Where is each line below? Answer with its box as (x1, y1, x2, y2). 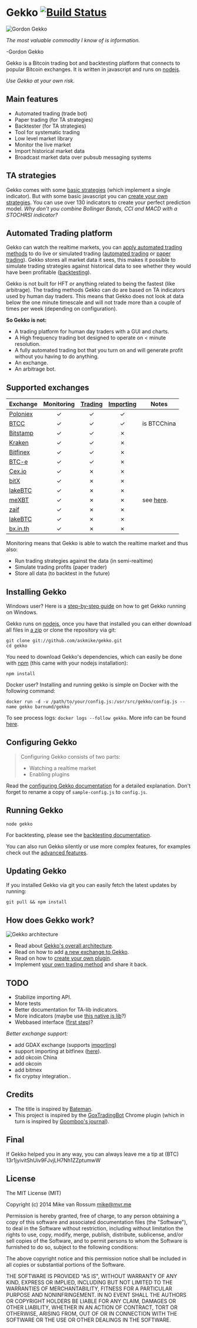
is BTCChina (142, 419, 176, 428)
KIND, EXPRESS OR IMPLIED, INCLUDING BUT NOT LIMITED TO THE (6, 1279, 173, 1286)
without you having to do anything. (14, 353, 99, 360)
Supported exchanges (6, 382, 89, 392)
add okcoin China (14, 1054, 58, 1061)
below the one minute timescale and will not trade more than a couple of (6, 299, 182, 306)
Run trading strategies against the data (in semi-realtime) (14, 558, 153, 565)
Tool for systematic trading (14, 128, 81, 135)
